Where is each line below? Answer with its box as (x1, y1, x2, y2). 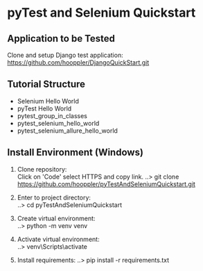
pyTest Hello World (17, 104, 72, 113)
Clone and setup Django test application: (7, 51, 123, 59)
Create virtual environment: (17, 214, 96, 222)
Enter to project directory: (17, 193, 91, 202)
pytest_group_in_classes (17, 111, 88, 120)
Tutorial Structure (7, 79, 85, 90)
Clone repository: (17, 165, 67, 173)
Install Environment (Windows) (7, 147, 144, 158)
